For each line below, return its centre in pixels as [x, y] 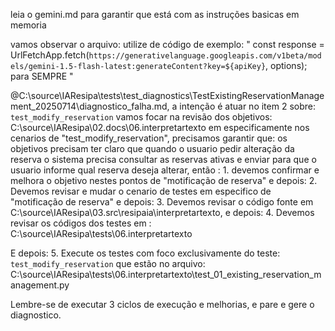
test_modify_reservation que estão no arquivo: [108, 263]
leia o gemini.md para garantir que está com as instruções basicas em [155, 14]
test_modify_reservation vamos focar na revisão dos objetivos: [141, 117]
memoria [28, 25]
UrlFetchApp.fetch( [50, 55]
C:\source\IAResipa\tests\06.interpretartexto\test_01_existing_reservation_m [166, 274]
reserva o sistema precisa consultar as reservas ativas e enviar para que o [163, 159]
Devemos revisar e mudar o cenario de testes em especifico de [141, 191]
